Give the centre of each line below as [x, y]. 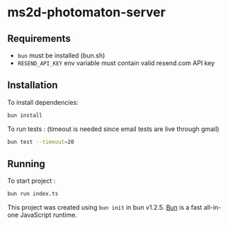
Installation [33, 85]
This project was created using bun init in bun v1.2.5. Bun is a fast [105, 208]
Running [27, 164]
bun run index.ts [33, 194]
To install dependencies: [43, 102]
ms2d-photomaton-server [87, 12]
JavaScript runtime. [49, 215]
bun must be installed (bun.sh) [61, 55]
